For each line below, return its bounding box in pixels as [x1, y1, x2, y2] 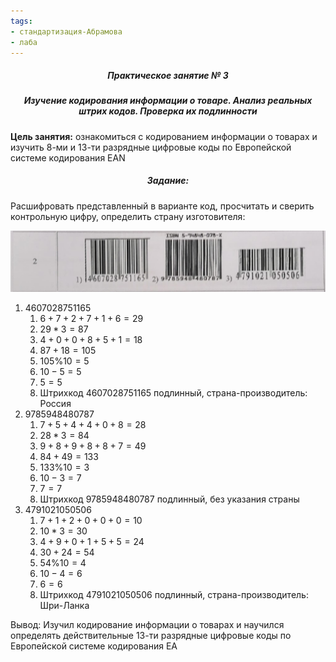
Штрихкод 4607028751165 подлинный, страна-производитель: [39, 386, 308, 399]
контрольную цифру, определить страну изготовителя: [10, 210, 246, 222]
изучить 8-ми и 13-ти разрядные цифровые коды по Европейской [10, 141, 292, 153]
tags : [10, 16, 33, 26]
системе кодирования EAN [10, 151, 126, 164]
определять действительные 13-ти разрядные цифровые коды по [10, 629, 292, 641]
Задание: [146, 175, 190, 187]
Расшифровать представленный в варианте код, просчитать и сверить [10, 200, 315, 212]
